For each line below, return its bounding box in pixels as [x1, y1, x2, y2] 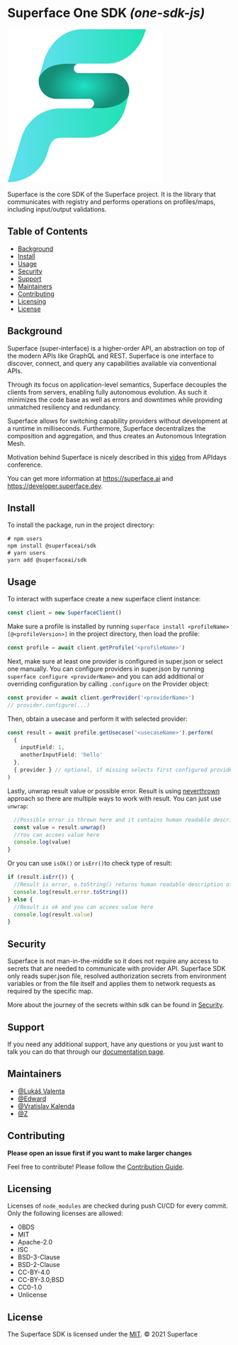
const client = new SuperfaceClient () [7, 609, 122, 617]
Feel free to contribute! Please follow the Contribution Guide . [7, 1162, 185, 1171]
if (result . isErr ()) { [7, 873, 74, 881]
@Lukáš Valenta [17, 1086, 65, 1095]
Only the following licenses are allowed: [7, 1209, 123, 1218]
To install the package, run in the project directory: [7, 521, 155, 529]
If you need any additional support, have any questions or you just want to [7, 1040, 224, 1048]
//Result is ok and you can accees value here [13, 903, 154, 911]
